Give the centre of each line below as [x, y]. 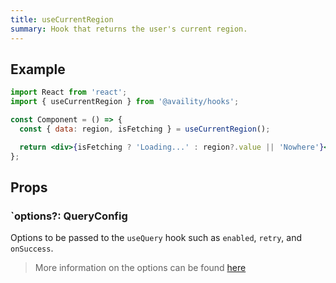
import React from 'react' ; [69, 92]
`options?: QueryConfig [69, 216]
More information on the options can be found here [140, 268]
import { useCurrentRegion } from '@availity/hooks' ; [125, 102]
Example [38, 69]
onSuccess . [32, 248]
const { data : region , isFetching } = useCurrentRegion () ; [145, 129]
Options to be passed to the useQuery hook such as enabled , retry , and [156, 238]
